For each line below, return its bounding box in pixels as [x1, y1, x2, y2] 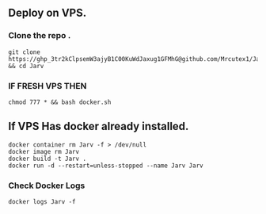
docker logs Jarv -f [8, 198, 77, 206]
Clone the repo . [8, 30, 71, 41]
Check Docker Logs [8, 180, 85, 191]
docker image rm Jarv [8, 147, 80, 155]
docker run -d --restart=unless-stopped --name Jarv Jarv [8, 162, 203, 170]
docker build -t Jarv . [8, 155, 87, 162]
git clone [8, 48, 41, 56]
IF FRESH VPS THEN [8, 80, 87, 91]
